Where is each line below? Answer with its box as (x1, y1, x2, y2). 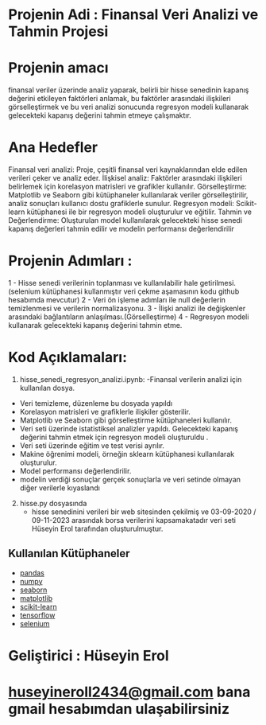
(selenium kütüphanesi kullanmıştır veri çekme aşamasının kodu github (8, 286, 240, 296)
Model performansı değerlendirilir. (19, 466, 132, 475)
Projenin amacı (8, 59, 109, 77)
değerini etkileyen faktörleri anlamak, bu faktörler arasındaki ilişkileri (8, 94, 232, 103)
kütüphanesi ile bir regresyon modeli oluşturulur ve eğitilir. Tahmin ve (26, 207, 253, 216)
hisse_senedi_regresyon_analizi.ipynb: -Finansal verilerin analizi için (19, 374, 242, 384)
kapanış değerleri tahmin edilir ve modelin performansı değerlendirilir (8, 224, 234, 234)
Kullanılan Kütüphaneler (8, 547, 130, 560)
